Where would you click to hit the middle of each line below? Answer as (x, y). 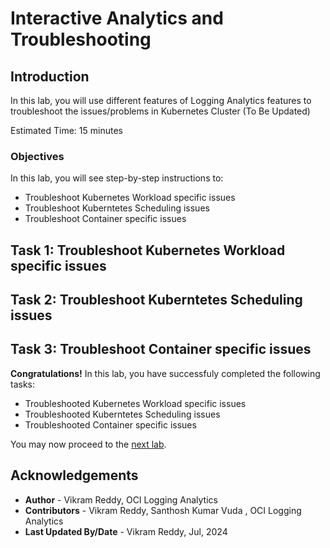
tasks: (23, 384)
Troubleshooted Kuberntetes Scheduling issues (122, 414)
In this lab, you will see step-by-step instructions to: (117, 178)
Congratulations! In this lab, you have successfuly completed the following (165, 373)
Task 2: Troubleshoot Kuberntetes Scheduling (156, 300)
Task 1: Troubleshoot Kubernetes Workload (148, 250)
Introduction (50, 76)
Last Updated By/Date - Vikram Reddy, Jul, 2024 (126, 531)
